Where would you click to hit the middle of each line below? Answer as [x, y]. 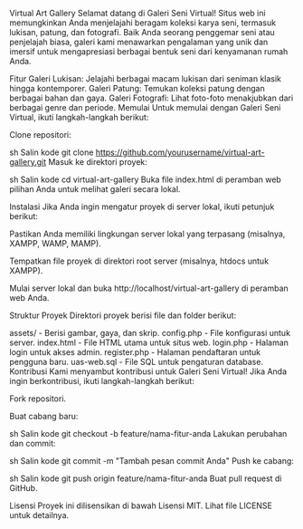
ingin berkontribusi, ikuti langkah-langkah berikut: [102, 381]
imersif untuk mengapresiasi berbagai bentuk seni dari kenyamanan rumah [149, 52]
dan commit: [33, 443]
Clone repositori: [40, 135]
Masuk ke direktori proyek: [98, 162]
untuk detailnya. [39, 515]
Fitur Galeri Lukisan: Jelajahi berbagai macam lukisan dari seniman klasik [146, 79]
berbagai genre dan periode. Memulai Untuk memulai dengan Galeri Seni [145, 107]
